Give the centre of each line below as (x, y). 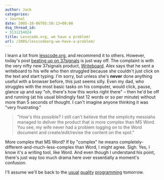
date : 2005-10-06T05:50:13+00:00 (39, 23)
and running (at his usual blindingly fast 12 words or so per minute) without (80, 97)
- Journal (15, 19)
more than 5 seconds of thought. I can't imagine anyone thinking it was (77, 102)
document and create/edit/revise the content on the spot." (76, 132)
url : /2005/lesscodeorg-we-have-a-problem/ (50, 42)
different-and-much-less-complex (40, 147)
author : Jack (18, 10)
